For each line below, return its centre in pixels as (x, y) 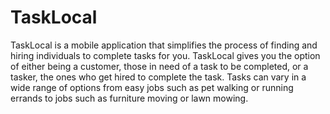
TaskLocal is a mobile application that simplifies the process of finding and (164, 45)
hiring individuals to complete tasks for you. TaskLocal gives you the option (165, 55)
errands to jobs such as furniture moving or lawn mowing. (129, 98)
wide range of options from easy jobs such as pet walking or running (152, 87)
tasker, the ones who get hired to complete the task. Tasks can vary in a (158, 77)
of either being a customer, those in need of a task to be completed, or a (159, 66)
